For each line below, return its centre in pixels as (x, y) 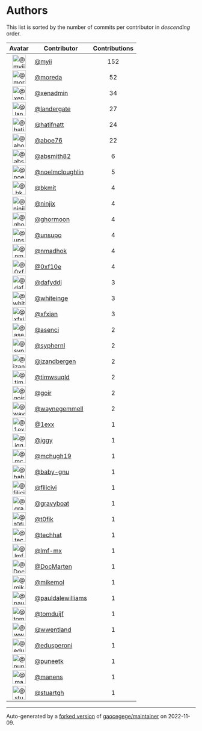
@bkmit (45, 188)
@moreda (48, 77)
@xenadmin (51, 93)
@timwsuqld (52, 377)
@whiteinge (51, 298)
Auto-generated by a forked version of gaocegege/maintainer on (87, 716)
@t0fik (44, 519)
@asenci (47, 329)
